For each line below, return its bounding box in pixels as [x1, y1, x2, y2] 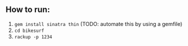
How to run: [5, 5, 50, 15]
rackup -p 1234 [14, 34, 53, 40]
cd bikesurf [14, 28, 44, 34]
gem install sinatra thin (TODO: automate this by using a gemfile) [14, 20, 183, 27]
